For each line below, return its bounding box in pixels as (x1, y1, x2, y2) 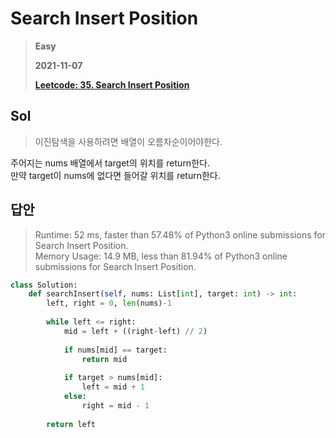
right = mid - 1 (81, 400, 150, 411)
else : (63, 392, 87, 402)
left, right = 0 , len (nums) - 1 (46, 298, 172, 309)
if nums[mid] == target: (63, 345, 168, 355)
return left (46, 419, 97, 429)
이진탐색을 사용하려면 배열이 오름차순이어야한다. (34, 135, 223, 147)
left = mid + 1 (81, 382, 145, 392)
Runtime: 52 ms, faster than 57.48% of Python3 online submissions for (34, 228, 326, 241)
